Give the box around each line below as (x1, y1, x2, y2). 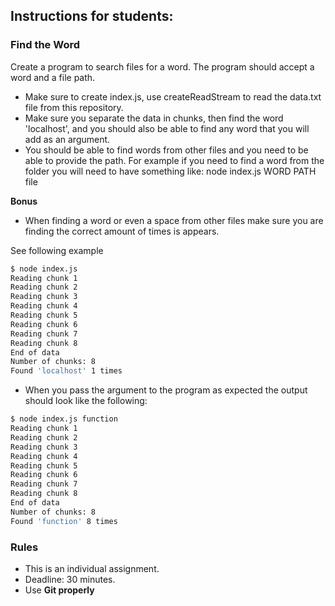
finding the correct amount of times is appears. (24, 225, 220, 237)
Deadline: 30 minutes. (24, 573, 116, 585)
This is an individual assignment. (24, 562, 160, 574)
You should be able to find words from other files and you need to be (24, 144, 309, 156)
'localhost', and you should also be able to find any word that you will (24, 122, 310, 134)
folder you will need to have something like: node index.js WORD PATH (24, 165, 317, 177)
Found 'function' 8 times (10, 516, 118, 526)
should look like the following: (24, 395, 148, 407)
